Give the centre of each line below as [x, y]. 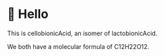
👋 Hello [28, 14]
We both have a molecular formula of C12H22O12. [79, 46]
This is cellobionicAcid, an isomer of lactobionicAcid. [82, 33]
